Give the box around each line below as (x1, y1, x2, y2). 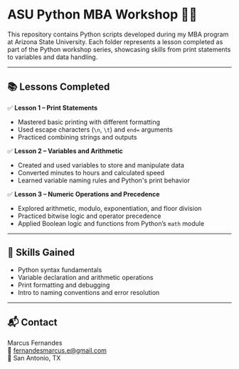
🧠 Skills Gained (7, 246, 75, 259)
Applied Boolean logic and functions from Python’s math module (17, 219, 205, 227)
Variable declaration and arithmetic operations (17, 273, 154, 281)
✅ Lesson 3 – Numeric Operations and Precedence (7, 189, 160, 198)
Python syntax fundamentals (17, 265, 102, 274)
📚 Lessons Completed (7, 81, 110, 93)
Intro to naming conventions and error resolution (17, 288, 160, 296)
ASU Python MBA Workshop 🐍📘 (7, 6, 198, 23)
